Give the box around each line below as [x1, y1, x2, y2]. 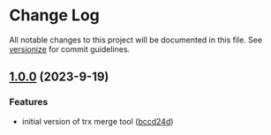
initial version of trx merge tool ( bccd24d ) [21, 116, 174, 126]
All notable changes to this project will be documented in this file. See [9, 34, 263, 45]
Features [9, 96, 49, 109]
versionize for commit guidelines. [9, 43, 131, 54]
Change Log [9, 5, 100, 26]
